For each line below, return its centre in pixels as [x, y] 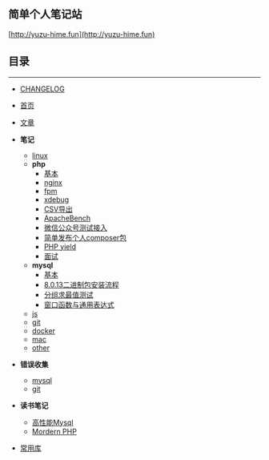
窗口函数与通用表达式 [79, 305]
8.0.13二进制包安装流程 [82, 284]
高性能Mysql [52, 422]
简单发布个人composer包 [85, 237]
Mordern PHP [54, 431]
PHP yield [60, 246]
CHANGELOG [42, 89]
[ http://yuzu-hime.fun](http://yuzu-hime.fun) [82, 34]
